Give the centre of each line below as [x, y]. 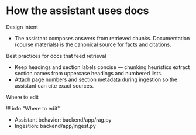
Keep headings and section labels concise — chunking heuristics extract [102, 67]
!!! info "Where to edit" [33, 108]
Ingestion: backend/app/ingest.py [55, 126]
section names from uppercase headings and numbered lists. [88, 73]
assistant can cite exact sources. [54, 85]
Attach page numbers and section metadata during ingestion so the [96, 79]
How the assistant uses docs [78, 11]
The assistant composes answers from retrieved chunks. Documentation [102, 38]
